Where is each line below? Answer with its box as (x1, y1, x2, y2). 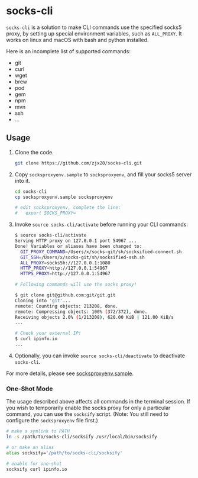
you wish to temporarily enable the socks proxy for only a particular (6, 404, 171, 412)
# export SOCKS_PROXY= (14, 210, 76, 217)
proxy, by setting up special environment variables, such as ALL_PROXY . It (6, 30, 182, 37)
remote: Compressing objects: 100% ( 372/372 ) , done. (14, 309, 148, 315)
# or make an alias (6, 444, 54, 450)
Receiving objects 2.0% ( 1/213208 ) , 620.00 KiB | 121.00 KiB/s (14, 314, 174, 320)
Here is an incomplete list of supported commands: (6, 47, 131, 54)
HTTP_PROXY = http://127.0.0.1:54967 (20, 265, 108, 272)
